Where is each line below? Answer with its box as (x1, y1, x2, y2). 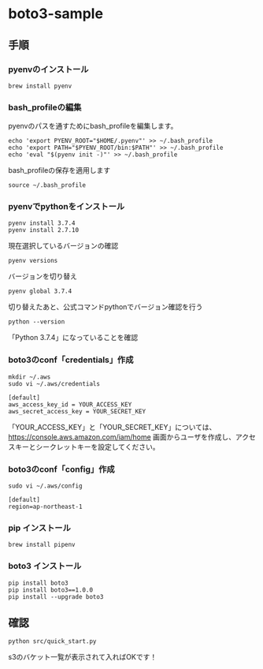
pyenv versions (8, 257, 58, 265)
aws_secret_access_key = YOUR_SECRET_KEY (8, 407, 146, 415)
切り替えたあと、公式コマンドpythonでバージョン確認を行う (8, 302, 203, 312)
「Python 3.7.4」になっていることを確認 (8, 333, 139, 342)
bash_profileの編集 (8, 102, 82, 113)
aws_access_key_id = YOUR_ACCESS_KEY (8, 400, 132, 409)
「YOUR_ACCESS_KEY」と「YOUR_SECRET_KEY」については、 (8, 422, 217, 432)
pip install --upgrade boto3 (8, 592, 104, 600)
